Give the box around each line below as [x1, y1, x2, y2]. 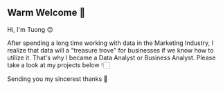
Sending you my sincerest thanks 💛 [7, 74, 108, 83]
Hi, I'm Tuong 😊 [7, 25, 53, 33]
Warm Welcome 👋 [7, 7, 86, 19]
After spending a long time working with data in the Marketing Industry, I [7, 39, 213, 47]
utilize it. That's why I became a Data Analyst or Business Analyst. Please [7, 53, 216, 62]
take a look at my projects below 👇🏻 [7, 60, 110, 69]
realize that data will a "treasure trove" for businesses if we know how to [7, 46, 214, 54]
